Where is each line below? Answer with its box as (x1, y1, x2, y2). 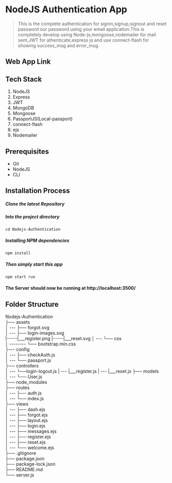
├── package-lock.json (5, 461, 55, 467)
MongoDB (12, 105, 34, 111)
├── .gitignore (5, 450, 37, 456)
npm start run (5, 274, 36, 280)
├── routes (5, 384, 30, 391)
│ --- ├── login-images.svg (5, 330, 64, 336)
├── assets (5, 319, 30, 325)
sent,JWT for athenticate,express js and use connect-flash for (17, 37, 149, 43)
